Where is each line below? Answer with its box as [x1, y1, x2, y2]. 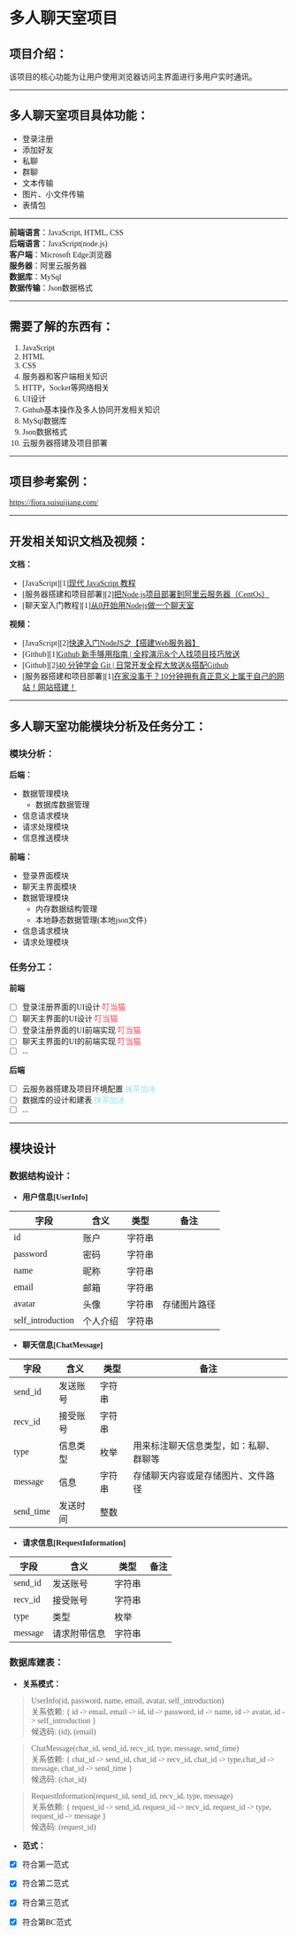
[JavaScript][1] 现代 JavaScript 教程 [21, 579, 137, 589]
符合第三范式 [21, 1898, 69, 1908]
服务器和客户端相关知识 [21, 371, 108, 381]
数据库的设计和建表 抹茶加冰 [21, 1096, 126, 1105]
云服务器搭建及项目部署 [21, 438, 108, 448]
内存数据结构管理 [34, 904, 98, 914]
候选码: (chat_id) [30, 1775, 87, 1784]
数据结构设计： [9, 1170, 73, 1182]
